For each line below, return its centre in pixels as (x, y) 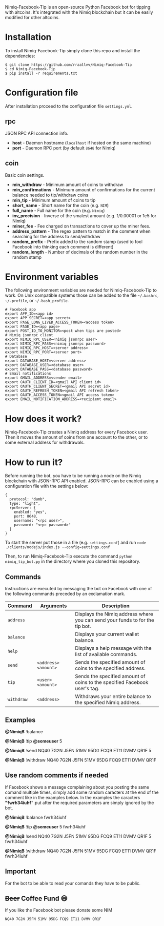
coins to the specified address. (110, 668)
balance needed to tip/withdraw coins (50, 195)
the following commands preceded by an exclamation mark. (65, 594)
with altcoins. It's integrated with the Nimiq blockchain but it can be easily (79, 12)
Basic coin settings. (25, 175)
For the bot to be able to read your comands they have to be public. (73, 883)
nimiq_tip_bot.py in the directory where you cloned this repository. (73, 561)
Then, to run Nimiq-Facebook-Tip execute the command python (69, 556)
